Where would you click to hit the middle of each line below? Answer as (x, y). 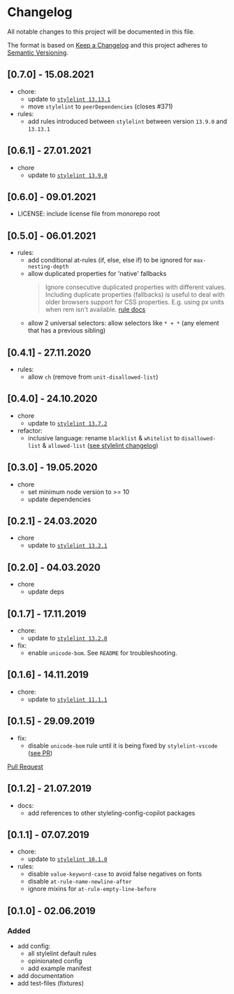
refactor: (30, 430)
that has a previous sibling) (67, 330)
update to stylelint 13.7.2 (67, 423)
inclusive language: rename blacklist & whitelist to (104, 437)
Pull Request (25, 766)
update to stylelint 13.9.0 (67, 175)
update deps (46, 591)
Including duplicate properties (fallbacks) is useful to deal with (135, 295)
